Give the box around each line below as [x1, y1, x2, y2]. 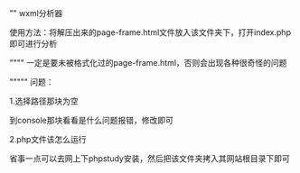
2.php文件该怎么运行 [9, 134, 87, 144]
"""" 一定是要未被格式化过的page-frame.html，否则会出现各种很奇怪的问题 [9, 58, 287, 68]
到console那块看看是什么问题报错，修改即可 [9, 115, 173, 125]
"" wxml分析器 [9, 8, 63, 18]
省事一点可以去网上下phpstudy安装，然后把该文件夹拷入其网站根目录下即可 [9, 153, 291, 164]
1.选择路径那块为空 [9, 96, 79, 106]
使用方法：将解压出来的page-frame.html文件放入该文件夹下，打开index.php [9, 27, 292, 38]
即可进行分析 [9, 39, 57, 49]
